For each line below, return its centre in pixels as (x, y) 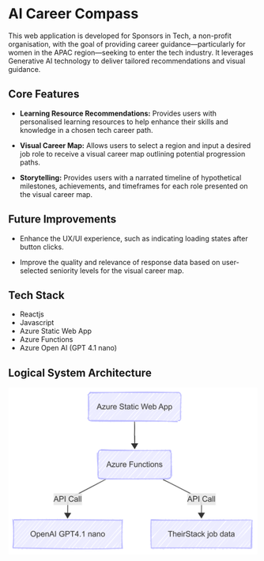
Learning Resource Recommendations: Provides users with (118, 113)
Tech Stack (36, 295)
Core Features (44, 95)
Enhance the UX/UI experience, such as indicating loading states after (134, 238)
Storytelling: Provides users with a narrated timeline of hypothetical (130, 177)
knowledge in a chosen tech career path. (86, 130)
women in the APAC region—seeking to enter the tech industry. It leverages (131, 52)
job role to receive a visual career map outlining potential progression (132, 154)
